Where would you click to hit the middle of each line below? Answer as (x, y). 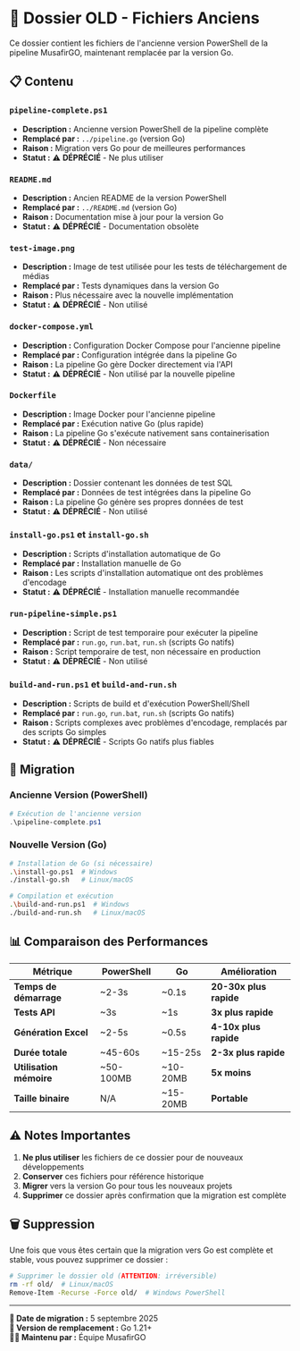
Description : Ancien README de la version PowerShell (124, 198)
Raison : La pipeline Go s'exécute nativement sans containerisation (146, 433)
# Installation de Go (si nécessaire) (81, 863)
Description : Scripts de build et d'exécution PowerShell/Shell (136, 704)
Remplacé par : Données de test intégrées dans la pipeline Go (137, 493)
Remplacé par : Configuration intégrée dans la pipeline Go (129, 355)
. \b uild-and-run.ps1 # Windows (69, 905)
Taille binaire (42, 1098)
